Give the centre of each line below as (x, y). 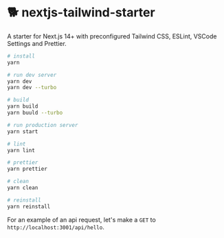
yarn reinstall (29, 206)
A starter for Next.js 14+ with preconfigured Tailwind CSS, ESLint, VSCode (112, 36)
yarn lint (21, 150)
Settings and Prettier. (37, 43)
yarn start (23, 131)
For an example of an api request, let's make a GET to (81, 219)
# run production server (43, 125)
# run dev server (32, 75)
